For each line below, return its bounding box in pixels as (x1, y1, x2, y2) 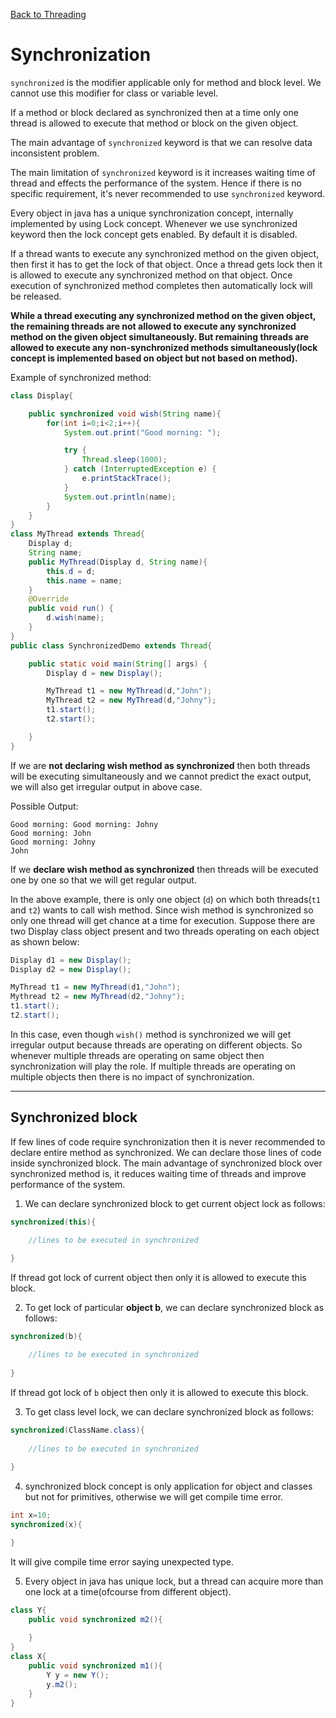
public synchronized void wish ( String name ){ (28, 409, 222, 419)
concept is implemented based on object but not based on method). (10, 352, 298, 364)
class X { (10, 1652, 47, 1662)
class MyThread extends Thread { (10, 529, 145, 539)
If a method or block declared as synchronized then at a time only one (10, 106, 299, 118)
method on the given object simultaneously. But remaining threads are (10, 330, 310, 343)
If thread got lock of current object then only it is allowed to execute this (10, 1272, 307, 1284)
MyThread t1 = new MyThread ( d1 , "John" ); (10, 982, 182, 993)
